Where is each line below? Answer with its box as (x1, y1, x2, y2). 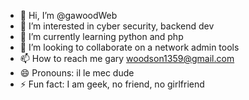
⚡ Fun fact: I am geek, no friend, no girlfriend (19, 78, 205, 90)
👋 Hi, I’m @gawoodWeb (19, 10, 118, 21)
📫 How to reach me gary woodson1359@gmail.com (19, 53, 235, 64)
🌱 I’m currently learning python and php (19, 31, 184, 42)
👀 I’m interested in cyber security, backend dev (19, 20, 215, 32)
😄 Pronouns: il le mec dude (19, 67, 135, 79)
